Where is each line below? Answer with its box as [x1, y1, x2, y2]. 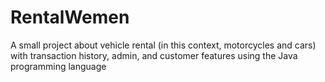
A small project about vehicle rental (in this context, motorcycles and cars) [10, 39, 317, 51]
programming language [10, 60, 107, 72]
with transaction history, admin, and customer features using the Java [10, 49, 298, 61]
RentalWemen [10, 6, 130, 29]
